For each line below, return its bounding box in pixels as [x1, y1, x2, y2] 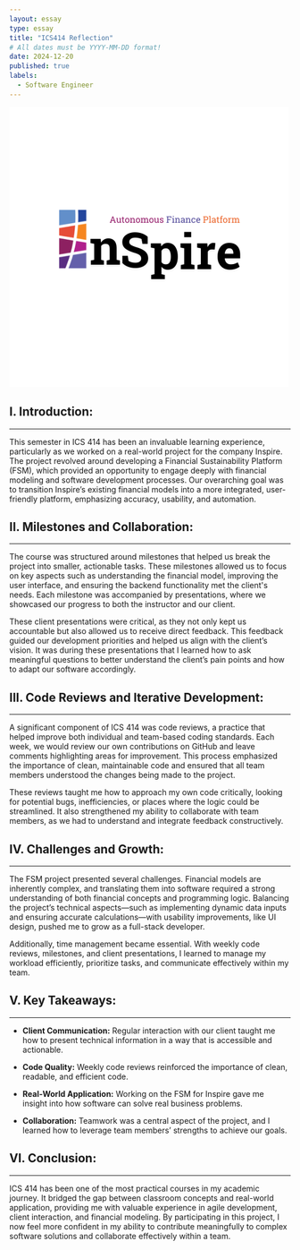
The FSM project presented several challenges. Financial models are [9, 874, 262, 884]
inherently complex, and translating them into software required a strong [9, 883, 276, 894]
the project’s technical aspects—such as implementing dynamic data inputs [9, 903, 287, 912]
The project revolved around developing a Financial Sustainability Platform [9, 455, 283, 466]
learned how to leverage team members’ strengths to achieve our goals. [21, 1125, 287, 1135]
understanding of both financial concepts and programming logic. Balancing [9, 893, 290, 903]
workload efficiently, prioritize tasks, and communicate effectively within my [9, 958, 289, 968]
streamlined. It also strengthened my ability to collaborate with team [9, 806, 259, 817]
